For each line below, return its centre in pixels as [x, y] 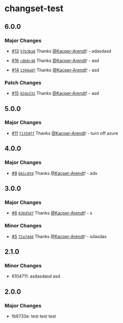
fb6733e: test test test [34, 316]
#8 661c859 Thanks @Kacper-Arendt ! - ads [54, 173]
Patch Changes [23, 83]
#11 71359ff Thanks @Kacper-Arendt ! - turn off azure [65, 133]
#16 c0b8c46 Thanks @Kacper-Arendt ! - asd [55, 60]
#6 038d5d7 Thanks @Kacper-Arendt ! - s [52, 213]
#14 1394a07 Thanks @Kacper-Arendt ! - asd [55, 70]
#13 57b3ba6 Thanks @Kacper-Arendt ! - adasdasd [61, 51]
